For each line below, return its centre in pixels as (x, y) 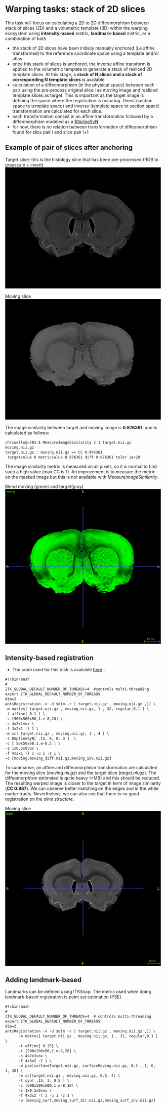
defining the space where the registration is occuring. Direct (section (82, 100)
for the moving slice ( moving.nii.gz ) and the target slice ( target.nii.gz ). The (81, 773)
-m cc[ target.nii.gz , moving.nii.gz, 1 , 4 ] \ (57, 734)
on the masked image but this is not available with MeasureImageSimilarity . (82, 477)
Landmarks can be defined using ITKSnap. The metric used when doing (78, 991)
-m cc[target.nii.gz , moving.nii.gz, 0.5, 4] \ (69, 1075)
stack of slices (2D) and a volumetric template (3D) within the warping (77, 28)
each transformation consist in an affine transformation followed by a (83, 116)
